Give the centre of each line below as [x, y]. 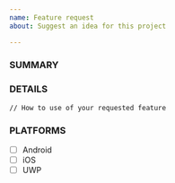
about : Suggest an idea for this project [88, 26]
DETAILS [28, 89]
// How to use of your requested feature [88, 108]
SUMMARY [34, 65]
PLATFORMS [38, 130]
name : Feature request [52, 17]
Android [37, 150]
